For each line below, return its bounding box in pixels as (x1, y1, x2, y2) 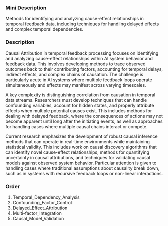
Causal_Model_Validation (12, 215, 64, 221)
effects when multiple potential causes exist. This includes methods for (5, 107, 152, 114)
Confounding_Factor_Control (12, 199, 72, 205)
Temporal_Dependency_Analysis (12, 194, 80, 200)
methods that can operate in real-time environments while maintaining (5, 138, 150, 144)
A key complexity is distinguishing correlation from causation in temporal (5, 92, 156, 98)
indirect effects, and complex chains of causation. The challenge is (5, 71, 144, 77)
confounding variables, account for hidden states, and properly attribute (5, 102, 154, 108)
